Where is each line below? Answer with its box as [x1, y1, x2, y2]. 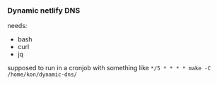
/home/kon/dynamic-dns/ [7, 71, 78, 79]
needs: [7, 22, 28, 30]
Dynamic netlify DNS [7, 6, 81, 15]
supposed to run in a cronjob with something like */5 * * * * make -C [7, 64, 211, 72]
